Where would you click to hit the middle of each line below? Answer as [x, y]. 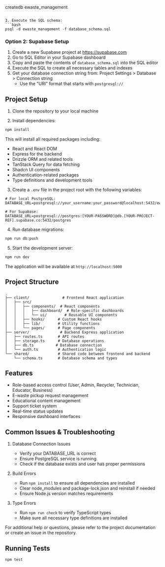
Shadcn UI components [36, 169]
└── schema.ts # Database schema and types [66, 358]
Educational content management [46, 401]
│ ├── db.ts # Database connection [54, 345]
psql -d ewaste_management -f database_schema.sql [58, 29]
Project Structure [32, 282]
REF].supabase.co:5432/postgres [38, 220]
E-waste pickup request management [50, 396]
